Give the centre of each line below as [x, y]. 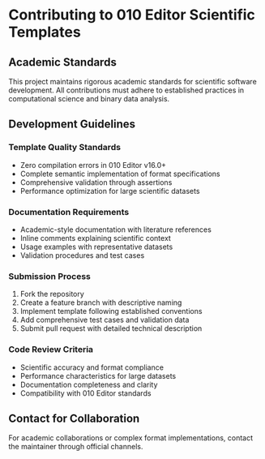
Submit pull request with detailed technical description [111, 328]
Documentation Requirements [69, 212]
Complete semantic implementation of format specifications [120, 174]
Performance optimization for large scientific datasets [110, 191]
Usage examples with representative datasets [96, 247]
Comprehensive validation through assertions [96, 182]
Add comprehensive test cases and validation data [105, 320]
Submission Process [50, 276]
